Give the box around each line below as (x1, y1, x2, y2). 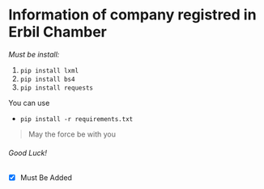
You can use (8, 98, 50, 107)
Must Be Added (19, 173, 73, 183)
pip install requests (19, 83, 93, 92)
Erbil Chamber (8, 23, 107, 41)
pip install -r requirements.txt (19, 115, 134, 123)
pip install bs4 (19, 75, 75, 83)
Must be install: (8, 49, 60, 59)
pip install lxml (19, 66, 79, 74)
